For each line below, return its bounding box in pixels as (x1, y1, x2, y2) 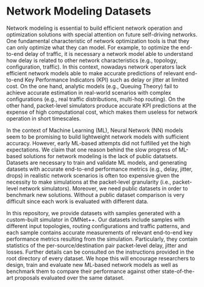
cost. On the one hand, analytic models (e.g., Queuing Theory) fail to (6, 82, 178, 89)
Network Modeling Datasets (6, 4, 151, 18)
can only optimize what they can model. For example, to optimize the (6, 44, 180, 51)
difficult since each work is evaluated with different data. (6, 198, 149, 205)
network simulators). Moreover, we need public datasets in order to (19, 184, 188, 192)
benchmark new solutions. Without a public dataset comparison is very (6, 191, 185, 198)
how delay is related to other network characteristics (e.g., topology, (6, 57, 178, 64)
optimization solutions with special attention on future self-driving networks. (6, 30, 198, 38)
